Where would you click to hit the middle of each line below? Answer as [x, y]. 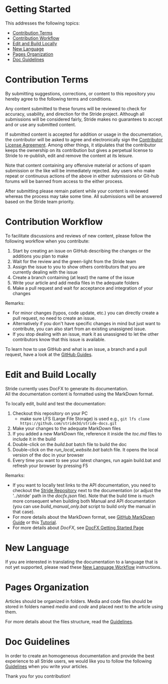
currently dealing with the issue [45, 272]
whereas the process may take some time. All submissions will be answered [83, 196]
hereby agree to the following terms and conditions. [58, 99]
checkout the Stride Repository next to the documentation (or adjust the [87, 490]
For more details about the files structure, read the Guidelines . [69, 621]
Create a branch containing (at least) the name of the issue [73, 277]
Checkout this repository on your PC [50, 413]
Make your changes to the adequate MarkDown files [67, 428]
